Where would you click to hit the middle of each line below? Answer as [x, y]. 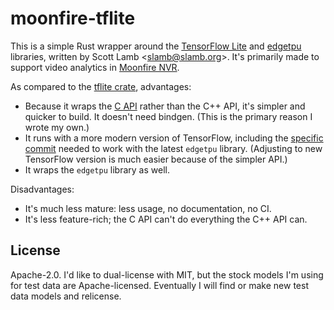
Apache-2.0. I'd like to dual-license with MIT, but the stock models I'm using [167, 274]
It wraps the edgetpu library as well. [97, 169]
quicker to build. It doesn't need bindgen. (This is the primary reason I [168, 116]
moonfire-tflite [73, 18]
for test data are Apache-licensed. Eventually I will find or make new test [159, 285]
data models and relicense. [66, 296]
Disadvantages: [42, 189]
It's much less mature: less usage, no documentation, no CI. [148, 208]
